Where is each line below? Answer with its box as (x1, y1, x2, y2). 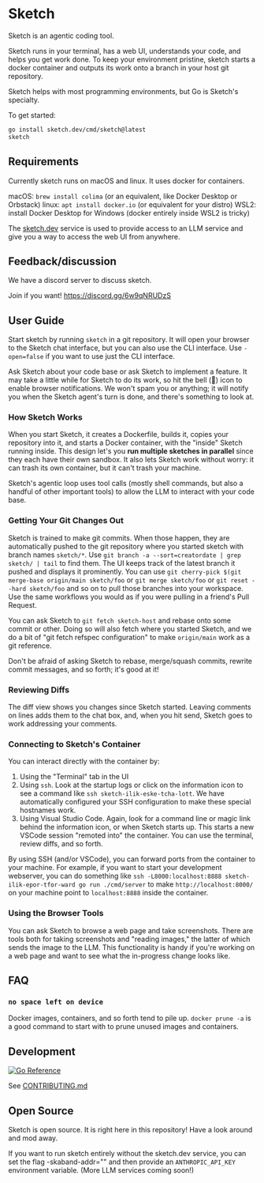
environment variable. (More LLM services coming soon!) (8, 1165, 195, 1174)
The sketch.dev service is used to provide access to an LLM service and (8, 223, 244, 233)
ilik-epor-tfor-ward (8, 881, 76, 889)
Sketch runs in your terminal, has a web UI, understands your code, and (8, 46, 241, 55)
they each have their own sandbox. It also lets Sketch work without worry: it (8, 455, 255, 465)
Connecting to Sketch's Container (8, 738, 141, 749)
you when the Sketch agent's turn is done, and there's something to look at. (8, 392, 255, 401)
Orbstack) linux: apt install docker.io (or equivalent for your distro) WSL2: (8, 199, 256, 209)
